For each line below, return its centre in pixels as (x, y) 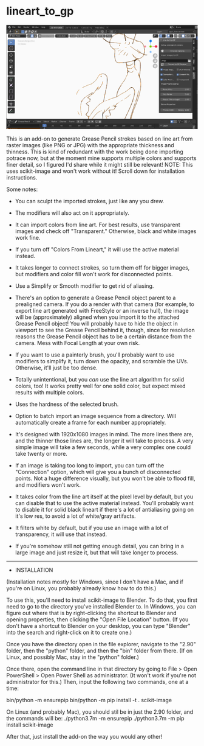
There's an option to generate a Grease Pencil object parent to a (95, 298)
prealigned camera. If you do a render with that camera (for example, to (105, 304)
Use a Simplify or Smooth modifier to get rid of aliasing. (84, 286)
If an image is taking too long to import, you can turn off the (90, 465)
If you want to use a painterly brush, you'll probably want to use (95, 355)
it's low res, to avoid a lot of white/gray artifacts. (75, 516)
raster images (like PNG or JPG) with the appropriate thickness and (90, 145)
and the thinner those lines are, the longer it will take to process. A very (104, 441)
